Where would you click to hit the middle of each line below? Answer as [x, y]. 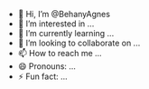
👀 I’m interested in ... [56, 24]
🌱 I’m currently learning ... [66, 33]
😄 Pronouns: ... [47, 66]
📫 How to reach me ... [60, 53]
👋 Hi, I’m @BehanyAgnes [64, 14]
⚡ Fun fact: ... [42, 76]
